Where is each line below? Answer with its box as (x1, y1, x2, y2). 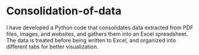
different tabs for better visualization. (6, 43, 99, 50)
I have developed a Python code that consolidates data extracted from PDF (6, 24, 194, 31)
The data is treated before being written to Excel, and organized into (6, 36, 177, 44)
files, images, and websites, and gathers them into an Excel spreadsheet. (6, 30, 189, 37)
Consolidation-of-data (6, 4, 122, 18)
